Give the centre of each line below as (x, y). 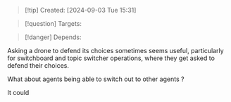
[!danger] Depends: (53, 37)
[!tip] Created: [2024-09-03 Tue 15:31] (80, 10)
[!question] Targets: (53, 23)
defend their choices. (38, 65)
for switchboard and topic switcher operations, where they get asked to (111, 58)
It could (18, 93)
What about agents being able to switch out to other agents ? (96, 79)
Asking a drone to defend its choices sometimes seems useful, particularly (115, 51)
